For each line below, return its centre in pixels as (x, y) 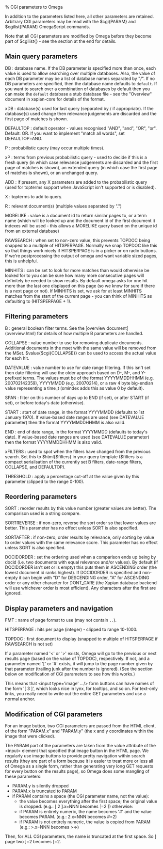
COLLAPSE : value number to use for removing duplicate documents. (74, 343)
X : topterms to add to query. (34, 196)
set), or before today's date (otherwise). (45, 402)
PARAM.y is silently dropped (40, 786)
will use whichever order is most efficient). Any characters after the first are (81, 588)
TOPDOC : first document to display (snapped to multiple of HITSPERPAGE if (81, 639)
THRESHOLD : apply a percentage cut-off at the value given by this (72, 476)
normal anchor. (20, 699)
